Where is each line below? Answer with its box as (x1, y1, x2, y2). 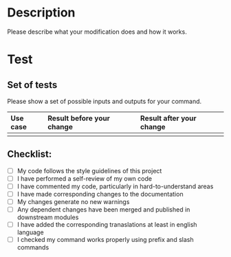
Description (7, 5, 76, 21)
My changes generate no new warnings (16, 198, 130, 205)
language (16, 228, 44, 236)
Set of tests (7, 79, 58, 91)
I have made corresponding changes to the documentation (16, 190, 184, 198)
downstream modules (16, 213, 79, 221)
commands (16, 243, 49, 252)
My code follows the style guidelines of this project (16, 166, 162, 175)
